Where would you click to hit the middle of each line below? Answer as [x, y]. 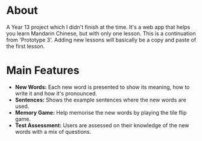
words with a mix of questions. [53, 131]
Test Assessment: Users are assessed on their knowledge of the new [102, 125]
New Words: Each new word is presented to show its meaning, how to [102, 87]
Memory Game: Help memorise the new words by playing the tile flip [101, 112]
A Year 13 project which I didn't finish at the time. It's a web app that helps [98, 27]
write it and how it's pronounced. [56, 93]
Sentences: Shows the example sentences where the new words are [101, 100]
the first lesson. [26, 46]
